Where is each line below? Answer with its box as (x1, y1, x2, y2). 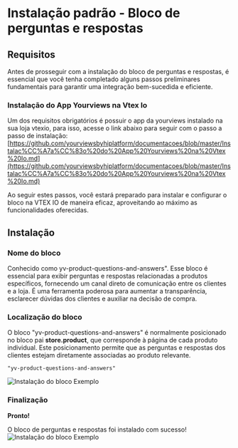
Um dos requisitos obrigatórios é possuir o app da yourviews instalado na (7, 116, 223, 125)
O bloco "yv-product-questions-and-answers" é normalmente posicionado (7, 328, 227, 337)
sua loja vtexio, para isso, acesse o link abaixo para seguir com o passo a (7, 124, 222, 132)
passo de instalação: (7, 132, 68, 140)
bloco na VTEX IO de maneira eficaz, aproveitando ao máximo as (7, 198, 198, 207)
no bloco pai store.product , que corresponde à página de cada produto (7, 336, 218, 345)
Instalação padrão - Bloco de (7, 5, 180, 21)
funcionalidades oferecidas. (7, 206, 89, 214)
